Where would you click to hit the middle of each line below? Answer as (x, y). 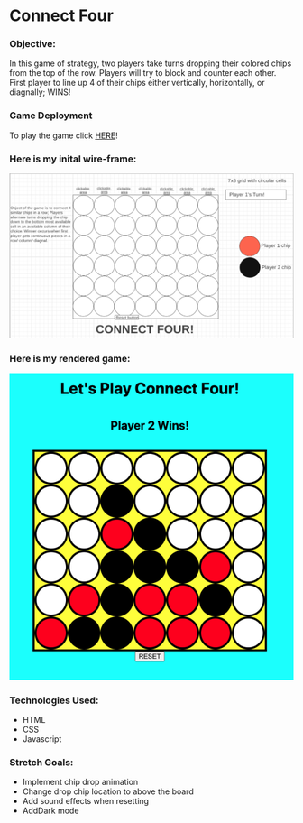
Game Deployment (51, 116)
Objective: (32, 44)
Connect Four (62, 16)
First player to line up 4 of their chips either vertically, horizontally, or (137, 83)
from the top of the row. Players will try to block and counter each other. (143, 73)
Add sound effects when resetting (86, 801)
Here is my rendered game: (70, 358)
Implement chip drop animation (80, 782)
